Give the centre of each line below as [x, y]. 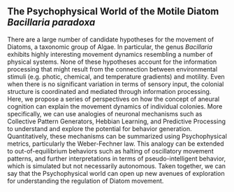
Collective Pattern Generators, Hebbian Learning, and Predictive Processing [116, 121]
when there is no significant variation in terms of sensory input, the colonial [116, 84]
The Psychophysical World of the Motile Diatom [113, 12]
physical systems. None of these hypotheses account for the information [112, 62]
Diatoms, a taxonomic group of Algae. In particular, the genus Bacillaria [110, 47]
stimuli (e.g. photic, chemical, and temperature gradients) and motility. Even [116, 76]
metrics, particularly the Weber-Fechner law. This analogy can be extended [116, 144]
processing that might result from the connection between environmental [112, 69]
